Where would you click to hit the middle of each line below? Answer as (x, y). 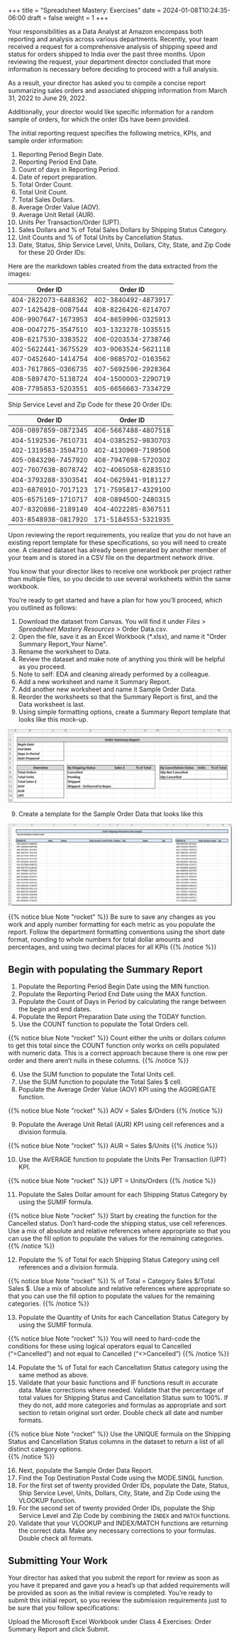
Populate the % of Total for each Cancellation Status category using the (123, 1367)
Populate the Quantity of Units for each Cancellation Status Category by (123, 1317)
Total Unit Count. (43, 192)
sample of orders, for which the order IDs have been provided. (99, 119)
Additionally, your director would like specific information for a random (111, 112)
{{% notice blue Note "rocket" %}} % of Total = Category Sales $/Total (111, 1281)
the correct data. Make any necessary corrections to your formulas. (117, 1531)
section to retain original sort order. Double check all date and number (121, 1413)
